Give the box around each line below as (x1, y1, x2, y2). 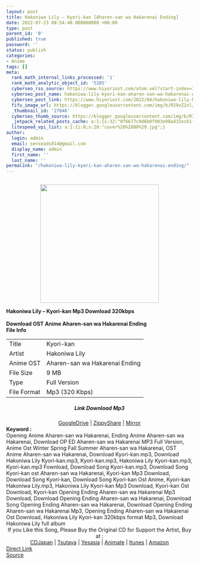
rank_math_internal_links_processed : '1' (11, 75, 115, 80)
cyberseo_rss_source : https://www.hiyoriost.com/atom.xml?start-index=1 (11, 86, 195, 92)
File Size (9, 369, 33, 377)
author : (6, 130, 25, 136)
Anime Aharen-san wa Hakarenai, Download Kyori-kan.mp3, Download (6, 451, 179, 458)
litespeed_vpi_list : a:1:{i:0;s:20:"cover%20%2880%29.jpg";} (11, 124, 166, 130)
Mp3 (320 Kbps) (46, 388, 94, 397)
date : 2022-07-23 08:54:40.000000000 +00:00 (6, 20, 118, 25)
